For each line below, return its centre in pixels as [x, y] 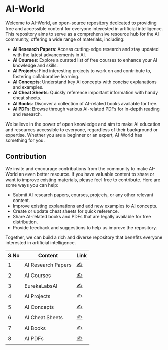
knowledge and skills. [35, 65]
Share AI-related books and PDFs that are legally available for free [82, 216]
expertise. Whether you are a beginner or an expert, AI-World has [74, 135]
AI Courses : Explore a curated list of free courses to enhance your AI [85, 60]
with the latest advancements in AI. [49, 55]
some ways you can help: [32, 185]
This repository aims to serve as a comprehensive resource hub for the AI [82, 34]
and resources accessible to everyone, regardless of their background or [82, 129]
